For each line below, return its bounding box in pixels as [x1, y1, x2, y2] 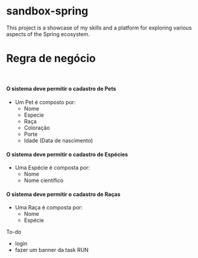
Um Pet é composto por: [14, 99, 76, 106]
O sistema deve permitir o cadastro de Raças [6, 191, 120, 198]
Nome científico [23, 177, 64, 184]
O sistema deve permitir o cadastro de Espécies [6, 150, 128, 158]
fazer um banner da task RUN [14, 247, 89, 254]
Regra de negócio [6, 52, 96, 66]
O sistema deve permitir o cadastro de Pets [6, 85, 116, 93]
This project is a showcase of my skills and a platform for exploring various [6, 24, 192, 31]
